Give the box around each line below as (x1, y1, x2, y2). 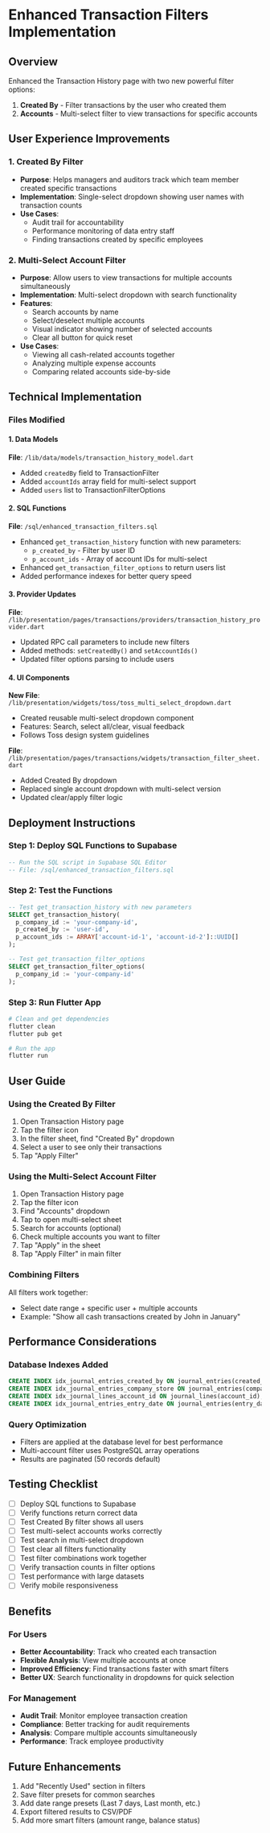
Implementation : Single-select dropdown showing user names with (19, 192, 244, 201)
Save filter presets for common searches (19, 1790, 155, 1800)
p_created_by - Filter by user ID (31, 545, 135, 555)
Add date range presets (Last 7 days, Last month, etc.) (19, 1798, 201, 1808)
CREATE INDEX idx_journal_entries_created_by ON (8, 1377, 174, 1385)
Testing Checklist (8, 1477, 98, 1491)
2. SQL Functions (8, 503, 67, 513)
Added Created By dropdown (19, 775, 117, 786)
